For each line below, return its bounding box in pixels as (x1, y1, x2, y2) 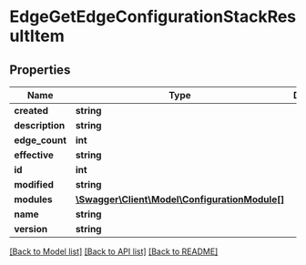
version (14, 223, 48, 235)
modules (14, 193, 53, 206)
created (14, 105, 48, 117)
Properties (9, 62, 71, 77)
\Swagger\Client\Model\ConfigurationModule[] (75, 193, 285, 206)
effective (14, 148, 55, 161)
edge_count (14, 134, 66, 147)
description (14, 119, 66, 131)
